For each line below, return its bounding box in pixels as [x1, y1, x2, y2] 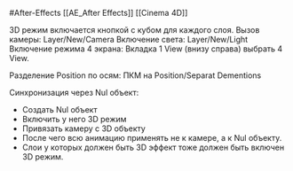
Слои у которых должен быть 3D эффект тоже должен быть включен [21, 142, 285, 152]
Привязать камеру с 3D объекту [21, 123, 146, 134]
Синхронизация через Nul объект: [9, 88, 139, 97]
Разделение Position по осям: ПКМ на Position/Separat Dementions [9, 70, 262, 81]
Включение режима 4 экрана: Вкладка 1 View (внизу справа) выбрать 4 [9, 43, 283, 54]
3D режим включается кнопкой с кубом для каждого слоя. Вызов [9, 25, 260, 35]
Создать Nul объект [21, 105, 98, 114]
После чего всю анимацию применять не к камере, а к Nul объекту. [21, 133, 282, 143]
